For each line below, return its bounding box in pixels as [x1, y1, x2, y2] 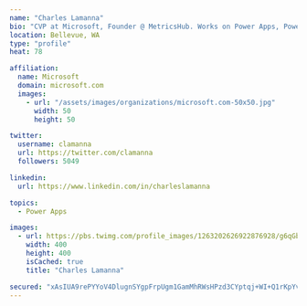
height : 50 [33, 115, 76, 124]
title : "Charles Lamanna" [26, 266, 125, 275]
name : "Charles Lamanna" [9, 13, 104, 23]
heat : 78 [9, 47, 43, 57]
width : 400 [26, 240, 68, 249]
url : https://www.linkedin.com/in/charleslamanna [17, 182, 210, 191]
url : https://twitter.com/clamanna [17, 148, 153, 158]
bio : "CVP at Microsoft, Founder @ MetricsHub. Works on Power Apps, [9, 22, 281, 31]
